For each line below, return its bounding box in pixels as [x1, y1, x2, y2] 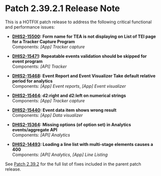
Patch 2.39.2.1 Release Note [5, 3, 120, 14]
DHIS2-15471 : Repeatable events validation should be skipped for [12, 53, 147, 59]
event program [12, 58, 43, 64]
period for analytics [12, 78, 53, 84]
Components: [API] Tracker [12, 64, 67, 69]
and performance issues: [5, 24, 55, 30]
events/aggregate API [12, 127, 57, 132]
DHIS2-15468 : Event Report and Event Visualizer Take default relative [12, 73, 156, 79]
